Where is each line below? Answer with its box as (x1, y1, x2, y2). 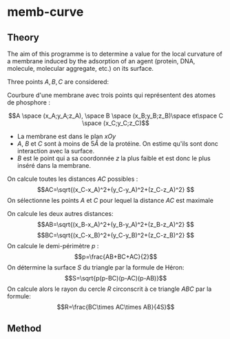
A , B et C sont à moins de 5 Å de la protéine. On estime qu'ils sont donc (17, 140, 219, 148)
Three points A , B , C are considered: (7, 78, 109, 86)
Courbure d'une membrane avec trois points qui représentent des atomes (7, 91, 216, 99)
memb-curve (7, 4, 84, 20)
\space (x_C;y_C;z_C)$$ (81, 119, 150, 127)
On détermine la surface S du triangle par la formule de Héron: (7, 263, 185, 272)
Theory (7, 32, 40, 43)
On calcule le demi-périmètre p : (7, 242, 99, 250)
